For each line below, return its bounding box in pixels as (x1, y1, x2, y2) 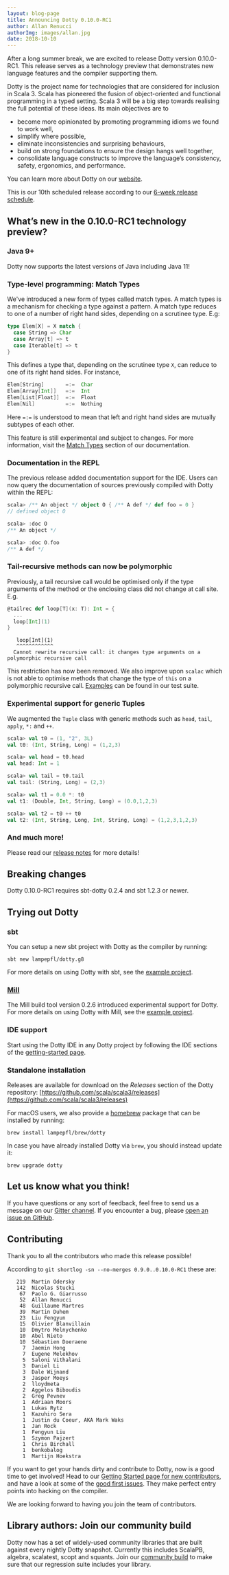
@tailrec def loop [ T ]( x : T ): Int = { (7, 605, 115, 612)
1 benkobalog (22, 1446, 63, 1453)
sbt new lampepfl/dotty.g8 (7, 956, 84, 963)
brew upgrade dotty (7, 1162, 63, 1169)
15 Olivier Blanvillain (19, 1320, 91, 1327)
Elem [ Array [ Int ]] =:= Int (7, 388, 91, 395)
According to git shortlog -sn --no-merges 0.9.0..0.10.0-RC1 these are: (7, 1265, 217, 1273)
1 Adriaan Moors (22, 1398, 72, 1405)
